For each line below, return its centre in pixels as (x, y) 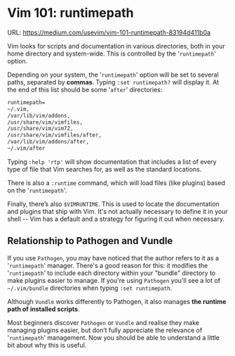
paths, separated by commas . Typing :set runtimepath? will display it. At (113, 82)
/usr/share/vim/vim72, (40, 129)
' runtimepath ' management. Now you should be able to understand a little (113, 337)
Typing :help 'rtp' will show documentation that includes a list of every (112, 161)
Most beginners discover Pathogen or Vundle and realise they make (103, 322)
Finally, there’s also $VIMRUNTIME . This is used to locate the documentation (113, 204)
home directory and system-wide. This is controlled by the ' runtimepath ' (112, 53)
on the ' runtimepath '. (37, 190)
